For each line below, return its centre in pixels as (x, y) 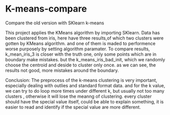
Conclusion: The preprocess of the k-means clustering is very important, (81, 80)
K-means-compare (46, 9)
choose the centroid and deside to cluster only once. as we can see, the (81, 65)
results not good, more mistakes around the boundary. (62, 70)
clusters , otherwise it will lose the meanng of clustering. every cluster (79, 96)
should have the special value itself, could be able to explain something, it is (84, 101)
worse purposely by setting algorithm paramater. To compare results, (78, 49)
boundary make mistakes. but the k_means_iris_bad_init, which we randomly (85, 59)
